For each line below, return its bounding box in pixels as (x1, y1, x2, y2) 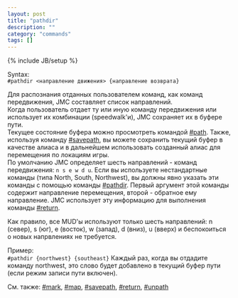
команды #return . (7, 203, 60, 212)
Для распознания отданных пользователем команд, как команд (7, 90, 203, 99)
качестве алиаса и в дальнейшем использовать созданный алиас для (7, 143, 221, 151)
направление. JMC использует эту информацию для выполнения (7, 196, 206, 205)
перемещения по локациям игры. (7, 151, 110, 159)
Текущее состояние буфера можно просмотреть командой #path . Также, (7, 128, 231, 137)
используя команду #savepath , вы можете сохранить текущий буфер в (7, 136, 223, 144)
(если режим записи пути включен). (7, 269, 118, 277)
